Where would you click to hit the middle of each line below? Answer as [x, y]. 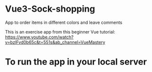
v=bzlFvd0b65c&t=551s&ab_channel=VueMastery [55, 42]
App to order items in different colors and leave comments [64, 22]
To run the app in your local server [76, 62]
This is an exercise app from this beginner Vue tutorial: [60, 32]
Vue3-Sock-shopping [50, 9]
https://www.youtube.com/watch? [39, 37]
